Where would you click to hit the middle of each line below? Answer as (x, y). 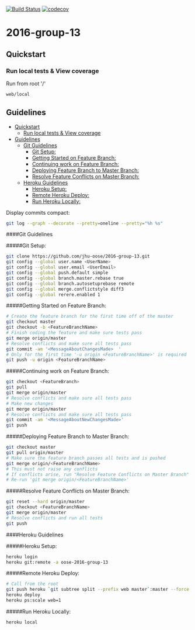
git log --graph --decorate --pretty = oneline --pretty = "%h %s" (85, 223)
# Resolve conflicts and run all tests (55, 518)
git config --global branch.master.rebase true (65, 278)
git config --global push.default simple (57, 273)
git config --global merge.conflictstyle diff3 (65, 289)
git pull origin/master (35, 453)
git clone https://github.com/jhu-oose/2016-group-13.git (78, 257)
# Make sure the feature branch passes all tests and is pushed (86, 458)
